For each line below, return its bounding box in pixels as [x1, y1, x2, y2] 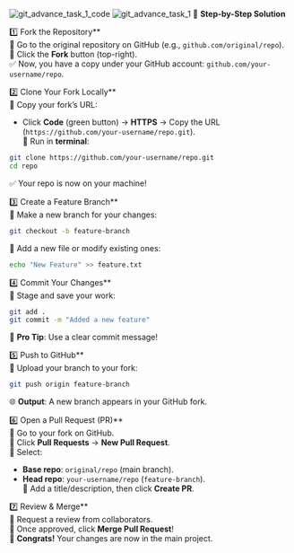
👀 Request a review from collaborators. [9, 514, 153, 525]
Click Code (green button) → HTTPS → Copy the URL [22, 117, 221, 127]
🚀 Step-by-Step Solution [192, 9, 286, 19]
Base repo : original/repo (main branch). [22, 464, 175, 475]
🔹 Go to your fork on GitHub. [9, 427, 115, 439]
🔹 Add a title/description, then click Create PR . [22, 483, 195, 494]
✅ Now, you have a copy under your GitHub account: [9, 58, 204, 69]
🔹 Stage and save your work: [9, 290, 116, 301]
